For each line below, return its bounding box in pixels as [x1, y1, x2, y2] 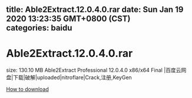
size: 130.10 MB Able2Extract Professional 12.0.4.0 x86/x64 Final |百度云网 [6, 67, 187, 74]
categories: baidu [6, 23, 72, 33]
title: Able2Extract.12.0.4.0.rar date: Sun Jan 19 [6, 5, 184, 15]
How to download [6, 86, 49, 93]
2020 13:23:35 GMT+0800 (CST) [6, 14, 131, 24]
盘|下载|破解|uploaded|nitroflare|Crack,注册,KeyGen [6, 74, 133, 81]
